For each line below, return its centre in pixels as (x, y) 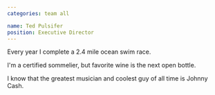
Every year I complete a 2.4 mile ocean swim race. (79, 52)
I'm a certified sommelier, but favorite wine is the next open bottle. (102, 65)
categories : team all (38, 13)
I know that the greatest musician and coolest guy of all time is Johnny (108, 78)
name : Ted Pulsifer (35, 26)
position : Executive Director (51, 32)
